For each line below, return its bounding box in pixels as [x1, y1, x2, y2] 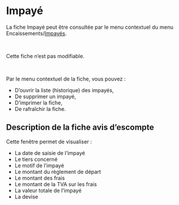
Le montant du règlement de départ [14, 168, 101, 175]
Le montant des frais [14, 174, 65, 182]
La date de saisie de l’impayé [14, 149, 85, 156]
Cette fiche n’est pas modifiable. [6, 52, 85, 59]
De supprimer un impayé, [14, 93, 77, 100]
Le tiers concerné [14, 156, 58, 163]
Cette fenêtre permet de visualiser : [6, 138, 92, 145]
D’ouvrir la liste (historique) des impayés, [14, 86, 114, 93]
